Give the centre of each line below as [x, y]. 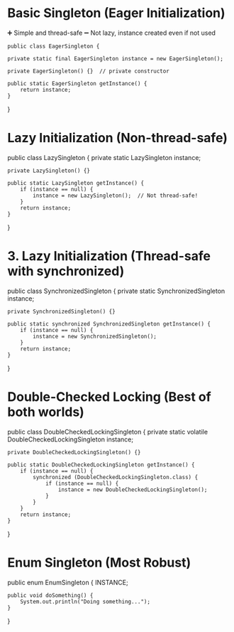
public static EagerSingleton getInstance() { [77, 83]
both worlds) [46, 412]
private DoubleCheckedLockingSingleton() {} [74, 452]
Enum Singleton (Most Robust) [99, 562]
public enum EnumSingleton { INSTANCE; [68, 582]
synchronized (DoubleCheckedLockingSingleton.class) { [116, 477]
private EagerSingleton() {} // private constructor [89, 71]
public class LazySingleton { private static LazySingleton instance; [104, 157]
